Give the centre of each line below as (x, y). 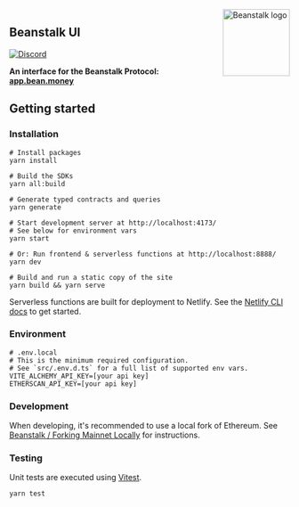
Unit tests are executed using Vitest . (76, 478)
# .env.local (33, 352)
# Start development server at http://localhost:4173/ (113, 223)
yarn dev (25, 262)
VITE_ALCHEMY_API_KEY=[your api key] (79, 376)
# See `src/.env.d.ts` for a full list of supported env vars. (129, 368)
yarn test (28, 494)
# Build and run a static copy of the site (91, 277)
